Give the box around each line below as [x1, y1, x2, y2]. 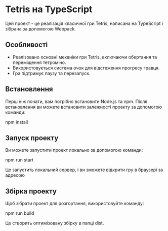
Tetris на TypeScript [5, 4, 93, 15]
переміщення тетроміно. [12, 59, 66, 65]
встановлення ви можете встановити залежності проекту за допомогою [5, 104, 162, 110]
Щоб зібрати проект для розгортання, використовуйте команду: [5, 201, 144, 207]
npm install [5, 119, 28, 125]
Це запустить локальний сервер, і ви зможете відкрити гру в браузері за [5, 167, 163, 173]
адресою [5, 172, 25, 178]
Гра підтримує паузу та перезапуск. [12, 70, 91, 76]
